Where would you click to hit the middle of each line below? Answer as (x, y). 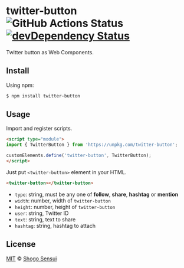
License (21, 244)
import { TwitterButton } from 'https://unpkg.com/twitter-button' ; (92, 145)
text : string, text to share (45, 219)
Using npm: (20, 85)
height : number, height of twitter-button (65, 207)
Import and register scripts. (39, 129)
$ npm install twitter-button (43, 96)
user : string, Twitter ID (42, 213)
